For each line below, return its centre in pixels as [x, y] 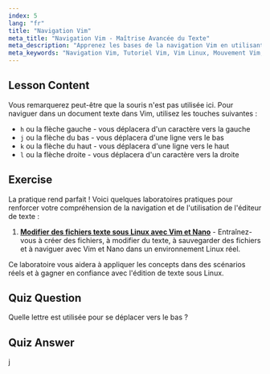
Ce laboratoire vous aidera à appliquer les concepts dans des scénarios [127, 264]
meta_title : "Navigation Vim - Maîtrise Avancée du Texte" [109, 38]
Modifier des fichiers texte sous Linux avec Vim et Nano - [118, 232]
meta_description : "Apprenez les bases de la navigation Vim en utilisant [136, 46]
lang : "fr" [27, 23]
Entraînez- [235, 232]
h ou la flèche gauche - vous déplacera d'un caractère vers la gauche [135, 128]
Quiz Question [45, 298]
